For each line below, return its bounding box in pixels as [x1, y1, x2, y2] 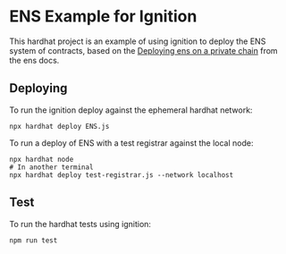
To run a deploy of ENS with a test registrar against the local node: [9, 137, 254, 148]
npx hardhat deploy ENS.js [9, 122, 110, 131]
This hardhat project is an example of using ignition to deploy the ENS [9, 36, 266, 47]
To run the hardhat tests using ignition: [9, 218, 152, 229]
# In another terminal [9, 163, 94, 172]
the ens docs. [9, 55, 60, 65]
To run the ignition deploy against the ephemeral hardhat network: [9, 105, 253, 115]
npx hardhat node [9, 155, 74, 164]
